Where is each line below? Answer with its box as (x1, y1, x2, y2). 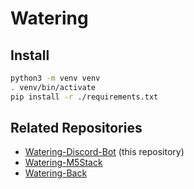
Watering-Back (24, 167, 88, 179)
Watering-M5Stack (24, 157, 103, 169)
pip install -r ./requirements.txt (10, 92, 159, 102)
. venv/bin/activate (10, 82, 97, 92)
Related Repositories (10, 120, 143, 137)
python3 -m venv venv (10, 73, 101, 83)
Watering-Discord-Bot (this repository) (24, 146, 185, 158)
